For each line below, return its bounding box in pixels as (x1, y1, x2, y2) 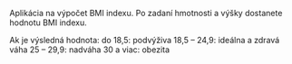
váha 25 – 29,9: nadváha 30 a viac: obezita (9, 44, 170, 55)
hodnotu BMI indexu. (9, 17, 88, 28)
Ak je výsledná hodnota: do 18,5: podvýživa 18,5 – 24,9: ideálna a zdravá (9, 35, 280, 45)
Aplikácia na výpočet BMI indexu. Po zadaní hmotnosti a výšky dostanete (9, 8, 283, 18)
